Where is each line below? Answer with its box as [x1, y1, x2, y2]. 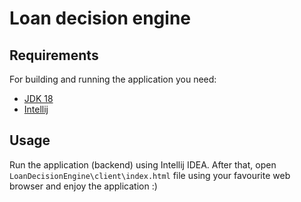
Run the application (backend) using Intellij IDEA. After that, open [9, 158, 277, 171]
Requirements [9, 47, 99, 64]
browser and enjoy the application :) [9, 180, 158, 192]
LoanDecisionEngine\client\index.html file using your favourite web [9, 169, 291, 181]
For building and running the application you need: [9, 73, 217, 85]
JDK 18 [23, 93, 54, 104]
